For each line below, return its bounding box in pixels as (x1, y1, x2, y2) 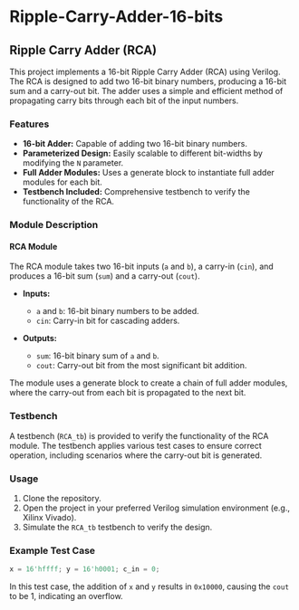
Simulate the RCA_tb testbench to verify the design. (22, 522, 213, 533)
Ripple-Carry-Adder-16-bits (9, 6, 224, 27)
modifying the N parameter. (22, 157, 124, 168)
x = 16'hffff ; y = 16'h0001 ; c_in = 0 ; (9, 565, 160, 574)
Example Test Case (9, 544, 96, 557)
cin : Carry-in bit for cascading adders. (35, 315, 180, 327)
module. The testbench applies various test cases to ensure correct (9, 440, 263, 451)
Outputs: (22, 333, 57, 344)
